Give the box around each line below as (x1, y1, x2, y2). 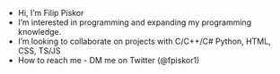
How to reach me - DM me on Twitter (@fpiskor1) (17, 55, 200, 65)
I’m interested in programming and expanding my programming (17, 17, 252, 28)
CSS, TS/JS (17, 45, 61, 56)
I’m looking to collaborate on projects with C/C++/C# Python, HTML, (17, 36, 271, 46)
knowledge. (17, 27, 62, 37)
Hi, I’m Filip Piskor (17, 8, 84, 18)
